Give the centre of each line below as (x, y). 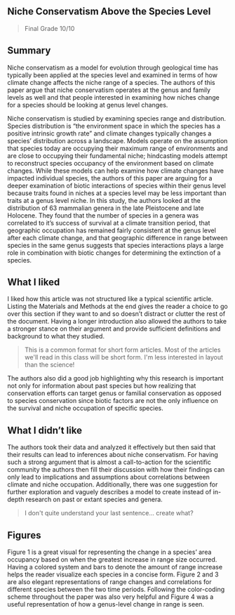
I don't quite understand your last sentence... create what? (109, 513)
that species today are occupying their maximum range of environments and (117, 148)
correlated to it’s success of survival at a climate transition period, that (109, 223)
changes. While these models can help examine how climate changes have (116, 171)
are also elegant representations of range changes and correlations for (109, 582)
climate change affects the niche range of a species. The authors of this (111, 82)
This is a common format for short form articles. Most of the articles (122, 350)
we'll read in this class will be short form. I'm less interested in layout (123, 357)
